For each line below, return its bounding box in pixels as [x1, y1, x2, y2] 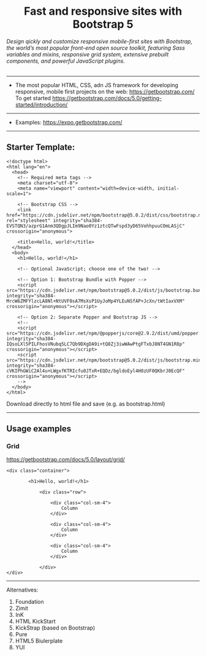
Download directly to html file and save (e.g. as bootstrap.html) [6, 400, 166, 407]
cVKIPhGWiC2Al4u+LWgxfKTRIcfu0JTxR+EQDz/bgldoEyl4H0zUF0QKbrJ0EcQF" [6, 368, 185, 374]
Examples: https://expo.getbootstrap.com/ [15, 118, 123, 126]
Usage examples [6, 423, 72, 434]
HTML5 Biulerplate [15, 637, 63, 645]
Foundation [15, 598, 44, 606]
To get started [15, 94, 51, 102]
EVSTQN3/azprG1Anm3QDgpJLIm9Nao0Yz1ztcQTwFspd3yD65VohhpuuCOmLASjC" [6, 223, 185, 229]
